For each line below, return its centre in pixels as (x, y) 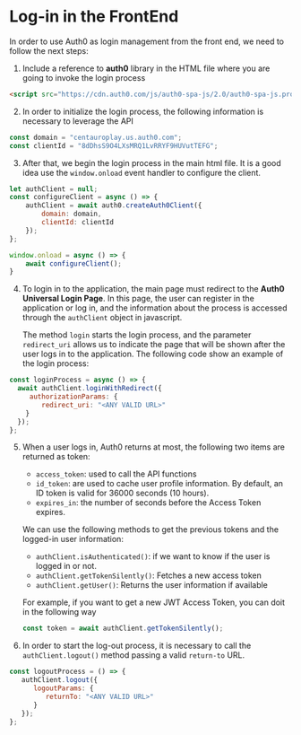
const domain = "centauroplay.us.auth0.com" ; (95, 137)
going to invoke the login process (84, 77)
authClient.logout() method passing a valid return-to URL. (133, 655)
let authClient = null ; (54, 189)
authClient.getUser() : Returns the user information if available (152, 585)
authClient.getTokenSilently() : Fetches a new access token (149, 575)
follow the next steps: (49, 50)
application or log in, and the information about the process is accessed (155, 308)
